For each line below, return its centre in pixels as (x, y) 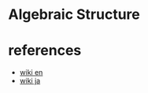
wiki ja (30, 81)
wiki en (31, 73)
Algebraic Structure (74, 15)
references (45, 51)
